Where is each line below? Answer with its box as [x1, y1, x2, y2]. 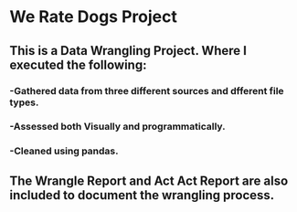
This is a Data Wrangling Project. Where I [9, 43, 247, 58]
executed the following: [9, 57, 147, 72]
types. [9, 96, 39, 109]
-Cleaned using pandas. [9, 144, 119, 157]
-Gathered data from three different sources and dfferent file [9, 84, 285, 97]
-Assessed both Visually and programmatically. [9, 121, 226, 133]
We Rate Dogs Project [9, 6, 178, 27]
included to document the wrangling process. [9, 187, 275, 203]
